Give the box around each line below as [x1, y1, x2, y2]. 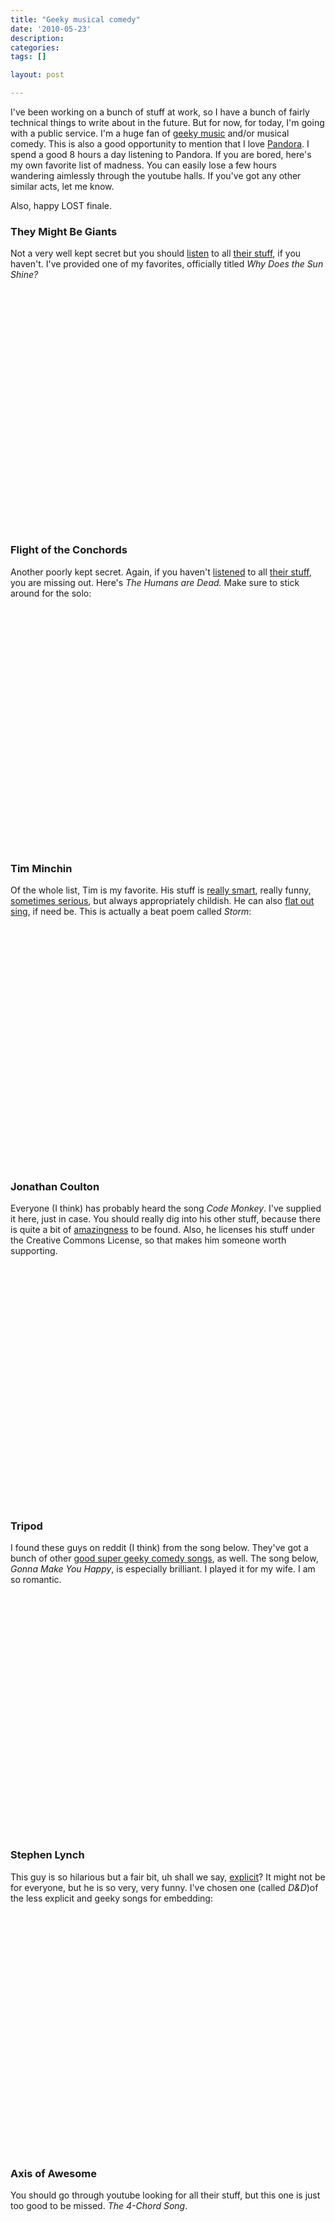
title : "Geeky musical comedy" [10, 14, 141, 25]
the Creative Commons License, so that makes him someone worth [10, 1234, 287, 1246]
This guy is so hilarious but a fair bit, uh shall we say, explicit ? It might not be [10, 1871, 326, 1883]
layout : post [10, 70, 65, 80]
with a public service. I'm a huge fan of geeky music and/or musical [10, 127, 290, 139]
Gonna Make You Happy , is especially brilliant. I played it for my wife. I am [10, 1563, 316, 1575]
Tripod [10, 1519, 43, 1533]
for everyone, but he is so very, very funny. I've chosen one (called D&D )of [10, 1881, 319, 1893]
